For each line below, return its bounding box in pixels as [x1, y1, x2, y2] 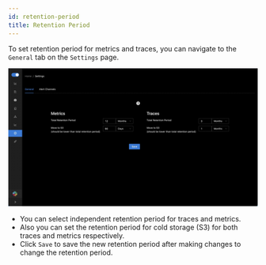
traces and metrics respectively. [19, 231, 125, 240]
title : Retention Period [8, 21, 90, 29]
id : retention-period [8, 13, 80, 21]
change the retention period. [19, 248, 113, 257]
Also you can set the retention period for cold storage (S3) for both [19, 222, 238, 233]
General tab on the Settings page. [8, 52, 120, 62]
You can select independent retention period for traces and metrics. [19, 214, 241, 224]
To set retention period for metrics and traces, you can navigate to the [8, 44, 237, 53]
